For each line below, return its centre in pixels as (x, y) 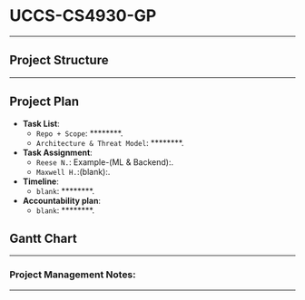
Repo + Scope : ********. (79, 133)
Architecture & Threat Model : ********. (110, 142)
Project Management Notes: (73, 275)
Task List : (41, 123)
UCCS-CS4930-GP (83, 16)
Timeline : (40, 181)
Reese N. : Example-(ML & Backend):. (105, 162)
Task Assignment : (57, 152)
